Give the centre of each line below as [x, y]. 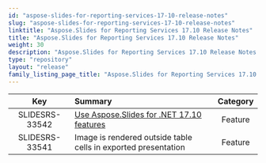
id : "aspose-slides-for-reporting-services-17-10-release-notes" [118, 15]
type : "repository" [40, 60]
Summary [93, 101]
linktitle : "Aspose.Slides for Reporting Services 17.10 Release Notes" [131, 30]
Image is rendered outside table [133, 137]
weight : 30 [26, 45]
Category [236, 101]
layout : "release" [38, 67]
